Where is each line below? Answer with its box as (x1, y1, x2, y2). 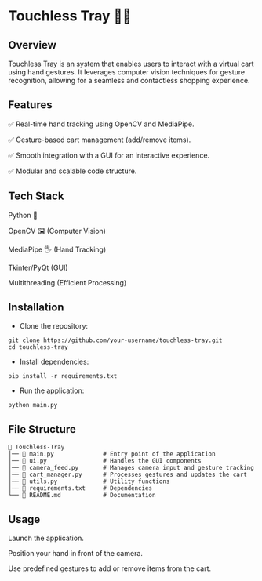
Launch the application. (8, 533, 84, 543)
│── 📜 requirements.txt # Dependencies (8, 485, 153, 492)
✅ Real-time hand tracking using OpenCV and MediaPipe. (8, 119, 195, 129)
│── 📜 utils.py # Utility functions (8, 478, 170, 485)
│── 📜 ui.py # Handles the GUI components (8, 457, 202, 465)
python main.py (8, 401, 58, 409)
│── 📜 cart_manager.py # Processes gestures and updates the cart (8, 470, 247, 479)
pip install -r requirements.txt (8, 372, 118, 380)
